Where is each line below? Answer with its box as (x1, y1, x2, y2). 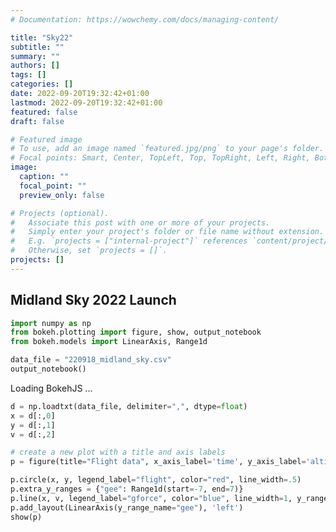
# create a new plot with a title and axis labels (10, 447, 226, 458)
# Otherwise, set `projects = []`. (10, 246, 168, 256)
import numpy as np (10, 318, 92, 328)
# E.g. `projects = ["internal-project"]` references (10, 236, 248, 246)
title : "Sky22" (10, 32, 74, 43)
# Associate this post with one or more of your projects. (10, 217, 271, 228)
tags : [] (10, 70, 47, 80)
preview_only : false (19, 190, 105, 200)
